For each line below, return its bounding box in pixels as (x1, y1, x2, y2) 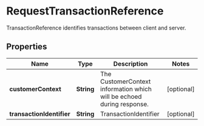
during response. (100, 99, 149, 108)
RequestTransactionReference (6, 4, 164, 18)
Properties (6, 42, 47, 52)
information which (100, 84, 152, 93)
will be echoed (100, 92, 142, 101)
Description (113, 59, 148, 68)
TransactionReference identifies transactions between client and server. (6, 24, 186, 31)
